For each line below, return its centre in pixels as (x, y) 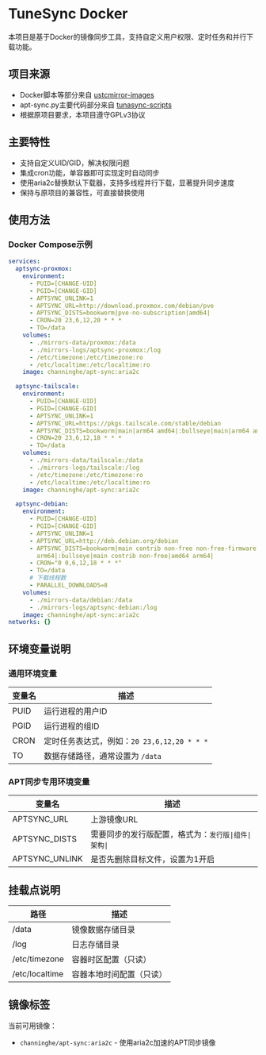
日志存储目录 (96, 945)
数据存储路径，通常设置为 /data (103, 756)
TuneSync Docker (68, 14)
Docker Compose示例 (50, 244)
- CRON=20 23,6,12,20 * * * (76, 321)
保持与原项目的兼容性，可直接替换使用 (82, 192)
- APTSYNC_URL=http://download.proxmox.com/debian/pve (122, 306)
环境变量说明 (40, 649)
